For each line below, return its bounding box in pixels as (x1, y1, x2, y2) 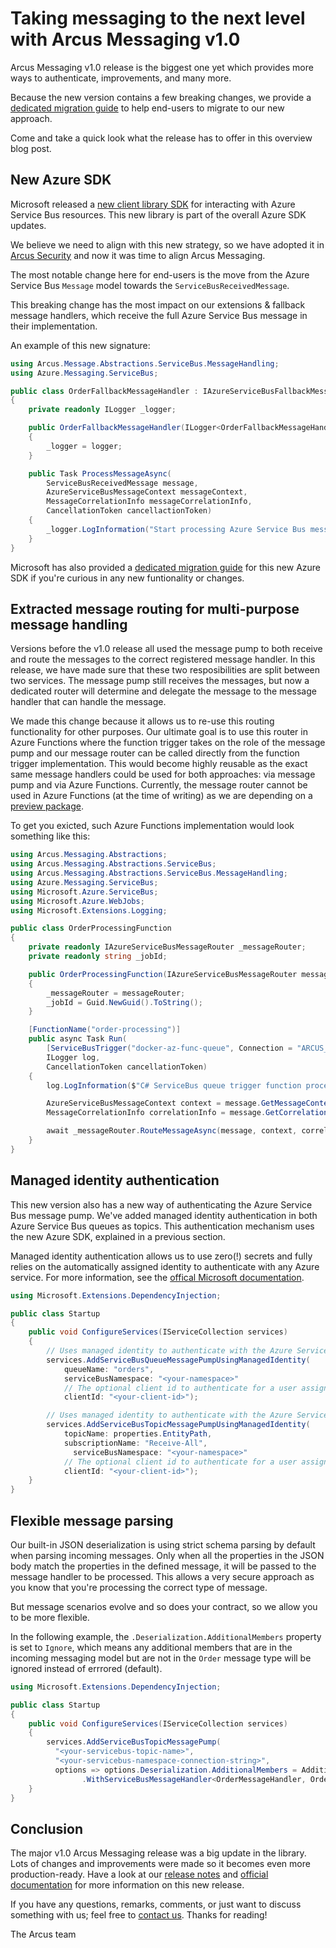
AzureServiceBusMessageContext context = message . (46, 1098, 262, 1109)
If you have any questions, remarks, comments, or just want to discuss (10, 1898, 302, 1911)
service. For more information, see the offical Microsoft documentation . (10, 1271, 305, 1283)
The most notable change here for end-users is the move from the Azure (10, 268, 310, 281)
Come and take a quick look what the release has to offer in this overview (10, 132, 313, 144)
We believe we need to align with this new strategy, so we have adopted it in (10, 238, 325, 251)
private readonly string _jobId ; (28, 952, 168, 962)
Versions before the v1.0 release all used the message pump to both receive (10, 643, 323, 655)
